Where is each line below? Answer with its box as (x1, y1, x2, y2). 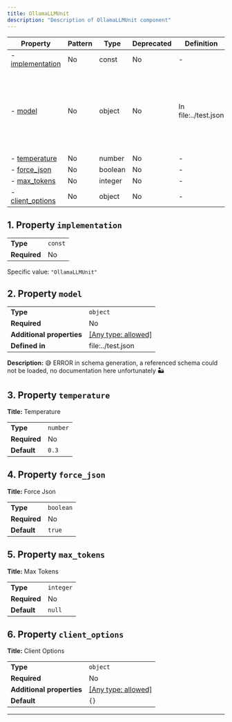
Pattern (68, 39, 93, 48)
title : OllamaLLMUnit (7, 10, 70, 17)
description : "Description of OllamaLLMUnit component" (7, 17, 171, 23)
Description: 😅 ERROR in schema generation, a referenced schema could (7, 359, 218, 367)
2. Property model (7, 287, 83, 299)
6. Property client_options (7, 628, 124, 640)
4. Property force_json (7, 469, 106, 481)
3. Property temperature (7, 389, 110, 401)
